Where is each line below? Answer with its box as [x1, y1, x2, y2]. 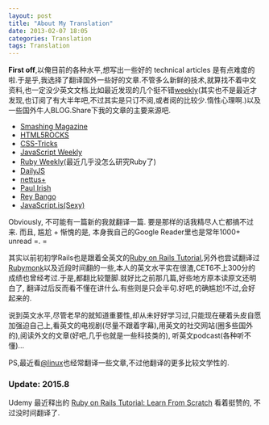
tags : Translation [8, 42, 70, 50]
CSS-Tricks [19, 139, 58, 149]
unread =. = [8, 236, 48, 246]
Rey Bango [19, 191, 56, 202]
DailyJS [19, 166, 46, 176]
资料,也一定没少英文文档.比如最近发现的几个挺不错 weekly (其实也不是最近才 [8, 86, 258, 95]
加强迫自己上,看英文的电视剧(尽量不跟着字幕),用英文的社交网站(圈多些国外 [8, 321, 254, 330]
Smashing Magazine [19, 122, 89, 132]
